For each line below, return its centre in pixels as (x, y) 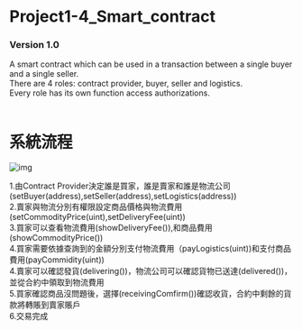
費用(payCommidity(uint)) (57, 260)
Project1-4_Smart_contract (113, 17)
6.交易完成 (29, 316)
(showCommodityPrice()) (56, 238)
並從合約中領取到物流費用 (57, 282)
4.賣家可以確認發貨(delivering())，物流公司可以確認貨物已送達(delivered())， (151, 271)
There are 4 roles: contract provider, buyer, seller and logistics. (126, 84)
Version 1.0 (35, 45)
